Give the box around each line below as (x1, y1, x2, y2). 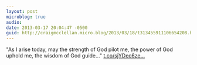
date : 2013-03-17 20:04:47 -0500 (6, 24, 88, 31)
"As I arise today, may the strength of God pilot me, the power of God (6, 46, 173, 53)
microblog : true (6, 14, 46, 20)
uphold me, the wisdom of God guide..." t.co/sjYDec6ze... (6, 52, 145, 59)
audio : (6, 19, 22, 25)
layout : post (6, 8, 38, 15)
